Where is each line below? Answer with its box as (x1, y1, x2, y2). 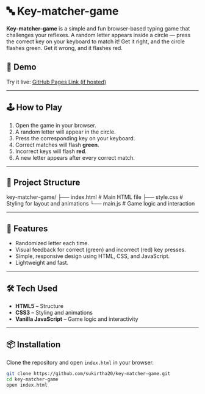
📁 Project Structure (6, 177, 81, 187)
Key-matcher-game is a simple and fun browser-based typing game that (6, 24, 190, 32)
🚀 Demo (6, 62, 37, 73)
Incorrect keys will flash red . (15, 148, 87, 155)
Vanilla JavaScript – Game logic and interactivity (15, 315, 138, 323)
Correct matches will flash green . (15, 141, 99, 148)
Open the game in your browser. (15, 121, 96, 129)
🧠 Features (6, 223, 48, 234)
